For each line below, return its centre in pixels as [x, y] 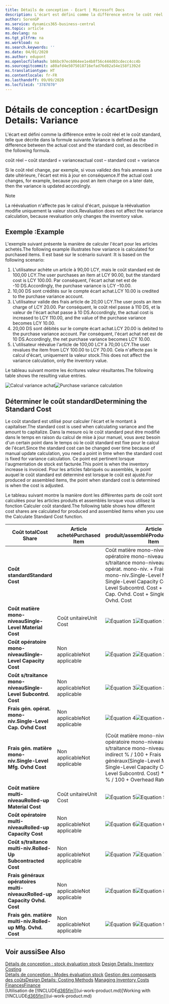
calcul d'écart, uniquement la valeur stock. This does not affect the [81, 355]
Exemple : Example [35, 232]
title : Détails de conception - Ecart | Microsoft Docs [65, 10]
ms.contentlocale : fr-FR [31, 75]
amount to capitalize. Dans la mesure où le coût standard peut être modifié [82, 432]
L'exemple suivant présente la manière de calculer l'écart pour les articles [81, 244]
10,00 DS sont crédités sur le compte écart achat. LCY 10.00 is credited [86, 291]
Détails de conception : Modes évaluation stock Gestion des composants [81, 975]
